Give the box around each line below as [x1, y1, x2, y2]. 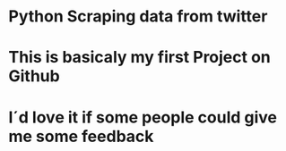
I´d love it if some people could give [8, 107, 278, 127]
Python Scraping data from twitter [8, 6, 268, 27]
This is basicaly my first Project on [8, 47, 271, 68]
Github [8, 66, 60, 87]
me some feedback [8, 126, 154, 147]
